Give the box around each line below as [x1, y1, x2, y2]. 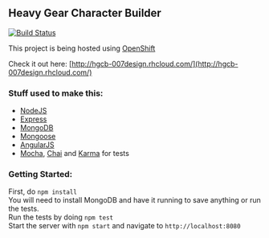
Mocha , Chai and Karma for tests [19, 149, 130, 158]
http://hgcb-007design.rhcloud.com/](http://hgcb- [71, 59, 238, 68]
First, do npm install [8, 187, 78, 196]
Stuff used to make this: [8, 88, 104, 99]
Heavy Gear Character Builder [8, 6, 162, 20]
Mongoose [19, 132, 56, 142]
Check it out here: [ [8, 59, 72, 68]
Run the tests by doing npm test [8, 212, 114, 222]
